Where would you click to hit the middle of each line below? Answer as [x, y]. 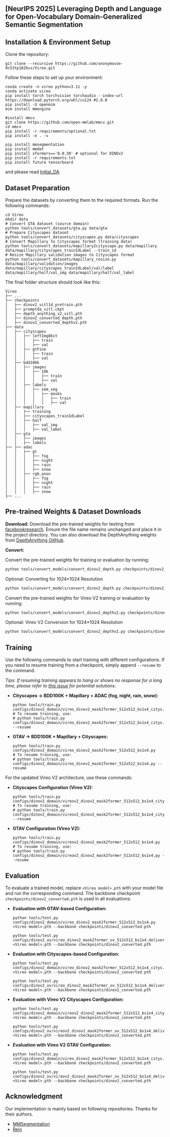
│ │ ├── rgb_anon [28, 474]
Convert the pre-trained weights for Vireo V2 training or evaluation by [78, 598]
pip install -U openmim [30, 105]
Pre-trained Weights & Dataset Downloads [73, 512]
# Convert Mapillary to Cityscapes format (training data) [69, 242]
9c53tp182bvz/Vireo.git [30, 68]
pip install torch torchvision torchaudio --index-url [64, 96]
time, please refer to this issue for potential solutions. [61, 686]
